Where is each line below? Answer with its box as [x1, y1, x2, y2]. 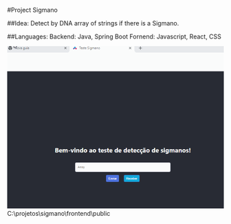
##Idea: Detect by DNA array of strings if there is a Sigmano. [7, 19, 179, 27]
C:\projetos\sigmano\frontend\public [7, 210, 111, 217]
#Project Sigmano [7, 6, 58, 14]
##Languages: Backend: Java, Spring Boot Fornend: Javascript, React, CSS [7, 32, 222, 41]
